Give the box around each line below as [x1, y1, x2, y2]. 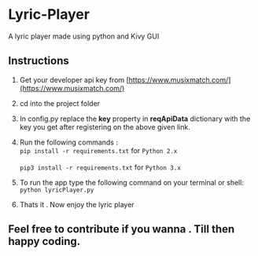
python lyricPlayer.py [19, 186, 94, 194]
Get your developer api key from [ [19, 75, 130, 84]
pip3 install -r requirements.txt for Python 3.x [19, 163, 181, 172]
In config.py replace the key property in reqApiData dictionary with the [19, 114, 251, 123]
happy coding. [8, 235, 81, 248]
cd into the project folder [19, 98, 101, 108]
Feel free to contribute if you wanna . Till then [8, 222, 235, 236]
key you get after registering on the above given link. [19, 122, 190, 131]
